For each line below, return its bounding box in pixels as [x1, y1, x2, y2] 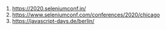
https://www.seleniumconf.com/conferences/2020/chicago [11, 11, 160, 18]
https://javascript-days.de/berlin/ [11, 18, 95, 24]
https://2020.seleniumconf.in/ [11, 5, 86, 12]
